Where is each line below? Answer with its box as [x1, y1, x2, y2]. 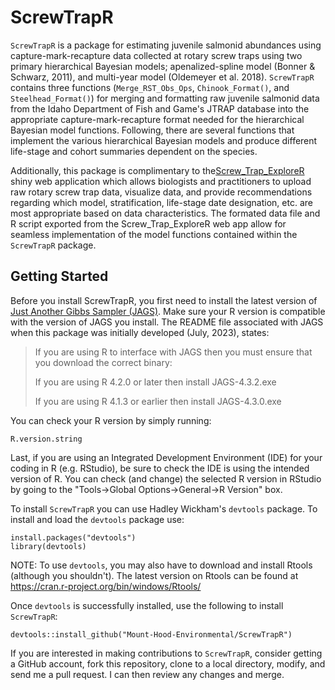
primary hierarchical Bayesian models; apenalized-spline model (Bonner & [10, 60, 316, 72]
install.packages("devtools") [10, 532, 137, 543]
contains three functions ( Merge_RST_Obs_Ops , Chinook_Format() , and [10, 81, 290, 93]
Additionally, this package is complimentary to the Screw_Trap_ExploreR [10, 164, 305, 176]
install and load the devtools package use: [10, 513, 185, 525]
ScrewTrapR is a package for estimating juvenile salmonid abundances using [10, 39, 322, 51]
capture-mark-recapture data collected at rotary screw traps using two [10, 49, 303, 61]
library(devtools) [10, 541, 87, 551]
